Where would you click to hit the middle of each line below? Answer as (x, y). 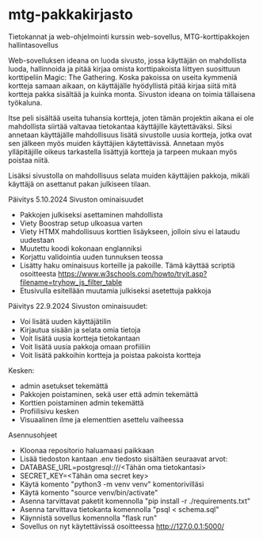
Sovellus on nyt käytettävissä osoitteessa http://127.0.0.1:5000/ (122, 526)
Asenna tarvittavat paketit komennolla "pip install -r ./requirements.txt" (135, 501)
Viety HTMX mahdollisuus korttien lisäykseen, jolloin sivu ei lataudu (130, 231)
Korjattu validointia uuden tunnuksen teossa (91, 256)
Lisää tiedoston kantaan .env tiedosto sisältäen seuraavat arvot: (124, 459)
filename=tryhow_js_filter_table (71, 282)
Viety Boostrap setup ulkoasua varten (81, 223)
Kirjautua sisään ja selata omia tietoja (80, 329)
